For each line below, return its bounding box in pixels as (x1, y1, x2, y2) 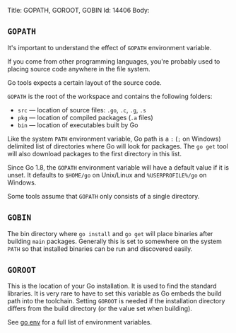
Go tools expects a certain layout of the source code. (7, 78, 162, 87)
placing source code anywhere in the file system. (7, 64, 151, 73)
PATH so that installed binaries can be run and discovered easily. (7, 244, 193, 253)
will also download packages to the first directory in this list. (7, 149, 182, 158)
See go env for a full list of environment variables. (7, 318, 153, 327)
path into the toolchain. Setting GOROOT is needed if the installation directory (7, 297, 225, 305)
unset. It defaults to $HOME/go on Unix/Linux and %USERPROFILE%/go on (7, 170, 207, 179)
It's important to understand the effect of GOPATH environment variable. (7, 43, 212, 52)
